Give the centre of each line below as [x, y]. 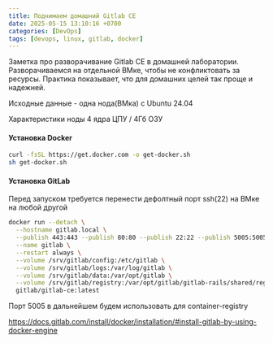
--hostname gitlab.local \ [61, 230]
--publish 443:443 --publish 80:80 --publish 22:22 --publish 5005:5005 [141, 238]
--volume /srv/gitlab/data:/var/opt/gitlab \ [94, 276]
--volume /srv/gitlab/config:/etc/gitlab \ [90, 260]
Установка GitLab [39, 180]
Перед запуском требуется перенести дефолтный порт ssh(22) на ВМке [134, 199]
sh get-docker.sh [38, 163]
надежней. [27, 88]
